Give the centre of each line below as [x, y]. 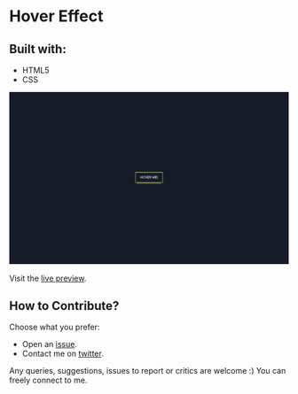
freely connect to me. [48, 380]
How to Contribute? [64, 306]
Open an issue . [50, 344]
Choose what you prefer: [55, 327]
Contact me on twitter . [63, 354]
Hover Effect [56, 16]
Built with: [38, 49]
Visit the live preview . [48, 278]
